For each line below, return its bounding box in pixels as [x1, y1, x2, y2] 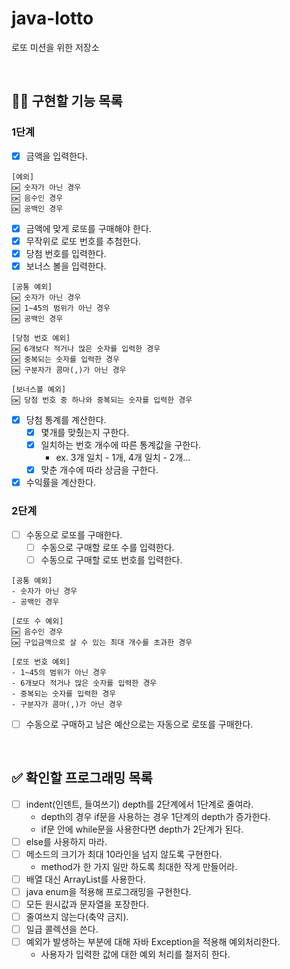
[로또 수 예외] [11, 616, 64, 626]
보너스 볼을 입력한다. [25, 260, 107, 272]
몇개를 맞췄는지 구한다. [40, 427, 130, 438]
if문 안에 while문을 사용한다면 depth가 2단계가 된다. [40, 823, 244, 835]
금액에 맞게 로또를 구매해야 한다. [25, 222, 152, 234]
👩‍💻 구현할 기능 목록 [11, 93, 123, 110]
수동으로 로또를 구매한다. [25, 528, 123, 541]
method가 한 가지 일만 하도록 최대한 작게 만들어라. [40, 860, 238, 872]
